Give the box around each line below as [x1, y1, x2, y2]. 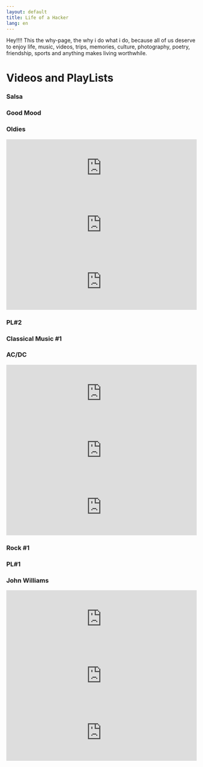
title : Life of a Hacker [6, 15, 69, 21]
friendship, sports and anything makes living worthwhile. [6, 50, 147, 57]
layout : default [6, 8, 47, 15]
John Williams [6, 576, 50, 584]
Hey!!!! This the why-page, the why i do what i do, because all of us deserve [6, 37, 196, 44]
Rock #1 [6, 543, 30, 552]
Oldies [6, 125, 26, 133]
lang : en [6, 20, 28, 26]
